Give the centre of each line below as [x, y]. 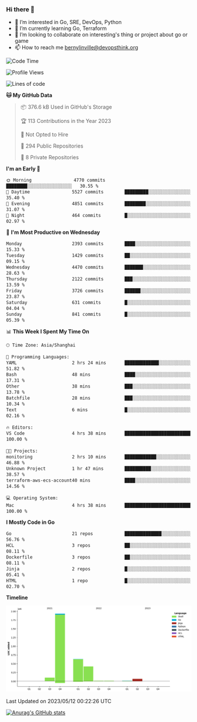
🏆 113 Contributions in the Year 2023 [66, 121]
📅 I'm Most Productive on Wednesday [53, 232]
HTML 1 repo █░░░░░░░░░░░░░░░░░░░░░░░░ [98, 581]
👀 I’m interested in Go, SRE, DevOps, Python [68, 22]
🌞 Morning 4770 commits [56, 180]
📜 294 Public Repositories [52, 146]
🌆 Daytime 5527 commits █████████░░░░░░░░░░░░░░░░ [98, 192]
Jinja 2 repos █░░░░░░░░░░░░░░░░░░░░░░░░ [98, 569]
